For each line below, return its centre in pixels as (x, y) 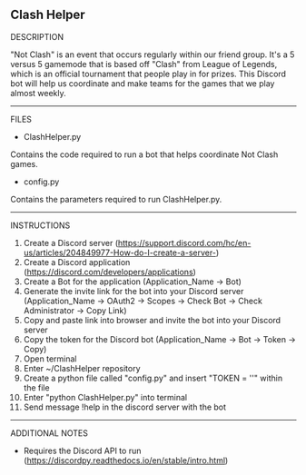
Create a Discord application (77, 262)
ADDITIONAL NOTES (49, 433)
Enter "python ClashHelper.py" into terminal (105, 397)
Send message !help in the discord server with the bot (124, 407)
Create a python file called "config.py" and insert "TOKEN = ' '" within (153, 378)
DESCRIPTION (37, 36)
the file (36, 387)
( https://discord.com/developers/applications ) (109, 272)
